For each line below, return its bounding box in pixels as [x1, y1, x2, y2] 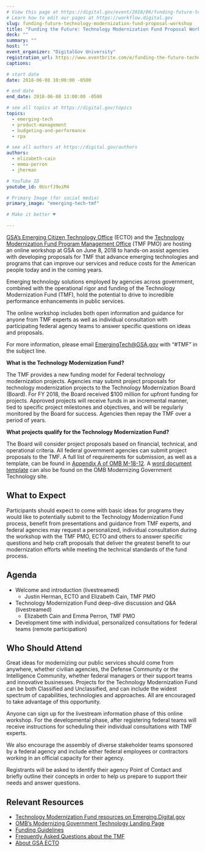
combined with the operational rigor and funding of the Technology [6, 285, 176, 291]
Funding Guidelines [15, 826, 64, 834]
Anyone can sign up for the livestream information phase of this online [6, 710, 183, 717]
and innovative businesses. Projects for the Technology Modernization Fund [6, 679, 198, 686]
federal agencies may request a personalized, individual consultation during [6, 526, 197, 533]
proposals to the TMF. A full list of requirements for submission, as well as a [6, 454, 197, 460]
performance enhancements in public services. [6, 297, 125, 305]
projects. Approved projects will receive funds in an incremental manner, [6, 397, 189, 404]
